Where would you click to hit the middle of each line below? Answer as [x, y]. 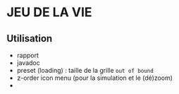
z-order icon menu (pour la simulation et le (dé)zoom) [95, 78]
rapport [28, 55]
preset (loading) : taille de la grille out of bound [85, 70]
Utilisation [30, 39]
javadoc [28, 63]
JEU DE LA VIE [49, 12]
